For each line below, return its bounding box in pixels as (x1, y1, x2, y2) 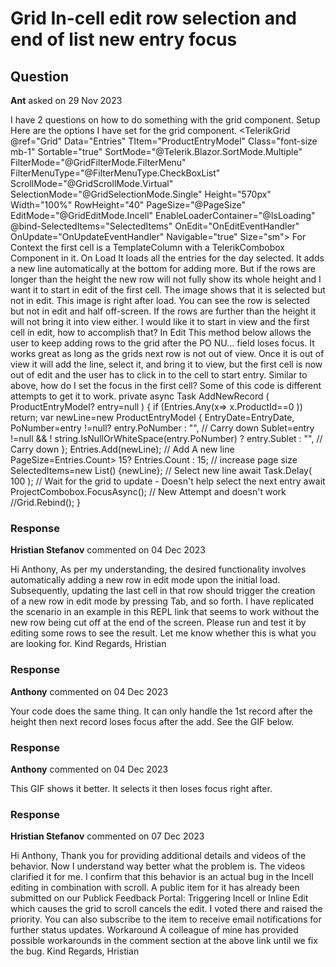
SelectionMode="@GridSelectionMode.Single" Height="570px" (10, 188, 272, 200)
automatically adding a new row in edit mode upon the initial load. (10, 574, 281, 586)
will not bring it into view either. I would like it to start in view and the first (10, 316, 310, 327)
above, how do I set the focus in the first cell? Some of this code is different (10, 380, 322, 391)
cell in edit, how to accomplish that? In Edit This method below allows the (10, 327, 312, 338)
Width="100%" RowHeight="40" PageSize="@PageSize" (10, 199, 247, 211)
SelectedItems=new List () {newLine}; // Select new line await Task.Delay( (10, 465, 313, 476)
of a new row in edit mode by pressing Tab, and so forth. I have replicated (10, 595, 315, 607)
